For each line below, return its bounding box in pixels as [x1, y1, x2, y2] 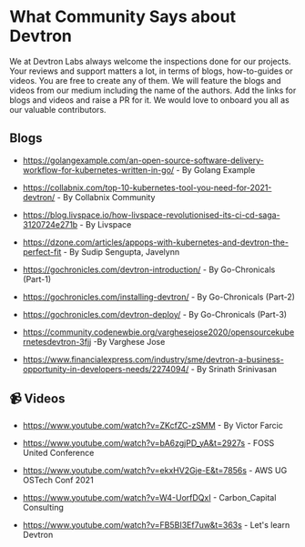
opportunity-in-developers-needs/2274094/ [22, 363, 189, 374]
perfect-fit [22, 246, 62, 257]
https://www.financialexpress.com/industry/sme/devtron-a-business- [22, 353, 284, 365]
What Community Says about [9, 6, 237, 27]
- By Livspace [79, 218, 132, 229]
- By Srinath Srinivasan [190, 363, 278, 374]
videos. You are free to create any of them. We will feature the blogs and [9, 75, 281, 86]
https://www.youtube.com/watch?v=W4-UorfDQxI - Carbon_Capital [22, 491, 277, 502]
